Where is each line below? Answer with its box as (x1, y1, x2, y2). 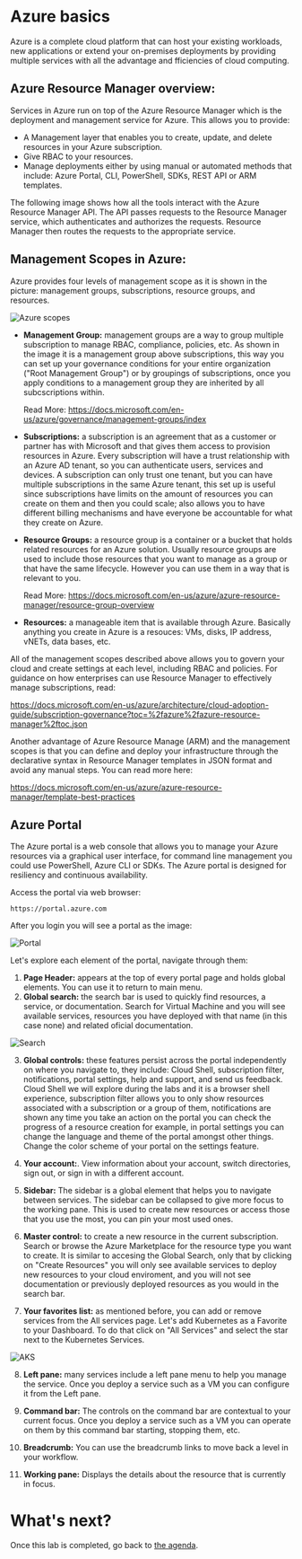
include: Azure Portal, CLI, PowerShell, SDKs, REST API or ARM (22, 170, 257, 181)
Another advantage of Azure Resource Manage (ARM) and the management (10, 735, 290, 746)
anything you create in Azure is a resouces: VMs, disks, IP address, (22, 626, 272, 637)
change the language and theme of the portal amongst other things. (22, 1132, 274, 1142)
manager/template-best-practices (10, 791, 135, 802)
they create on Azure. (22, 516, 104, 527)
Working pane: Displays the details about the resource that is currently (22, 1469, 286, 1480)
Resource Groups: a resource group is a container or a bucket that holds (22, 534, 293, 545)
